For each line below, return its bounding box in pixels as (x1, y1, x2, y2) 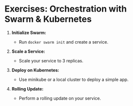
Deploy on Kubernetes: (11, 67, 59, 73)
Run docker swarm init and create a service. (18, 39, 109, 45)
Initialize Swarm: (11, 30, 47, 35)
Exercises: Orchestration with (4, 3, 127, 15)
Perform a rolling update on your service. (18, 95, 101, 101)
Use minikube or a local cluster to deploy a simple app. (18, 76, 129, 82)
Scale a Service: (11, 48, 46, 54)
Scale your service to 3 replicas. (18, 58, 83, 63)
